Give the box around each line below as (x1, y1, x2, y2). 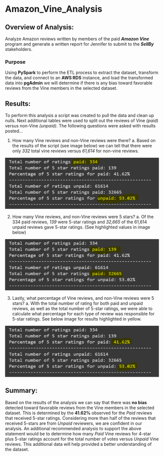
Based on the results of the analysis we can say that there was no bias (5, 399, 147, 405)
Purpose (5, 58, 26, 65)
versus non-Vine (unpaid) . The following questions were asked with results (5, 123, 156, 129)
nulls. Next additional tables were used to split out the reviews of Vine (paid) (5, 118, 159, 123)
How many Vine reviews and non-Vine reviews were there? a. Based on (12, 138, 156, 144)
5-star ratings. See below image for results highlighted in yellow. (12, 316, 142, 322)
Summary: (5, 386, 38, 395)
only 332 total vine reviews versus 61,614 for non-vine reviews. (12, 148, 139, 154)
